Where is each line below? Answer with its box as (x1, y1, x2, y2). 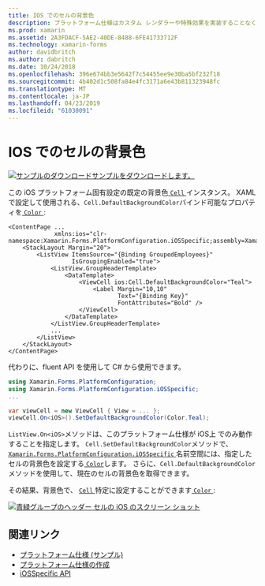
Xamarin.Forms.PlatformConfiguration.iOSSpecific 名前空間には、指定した (8, 449, 252, 458)
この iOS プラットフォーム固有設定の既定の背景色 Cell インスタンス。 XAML (8, 187, 256, 197)
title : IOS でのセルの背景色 (8, 11, 95, 20)
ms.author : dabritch (8, 56, 77, 64)
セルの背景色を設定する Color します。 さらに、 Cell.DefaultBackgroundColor (8, 459, 256, 468)
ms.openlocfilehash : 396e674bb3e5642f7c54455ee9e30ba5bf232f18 (8, 70, 221, 78)
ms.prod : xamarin (8, 26, 65, 34)
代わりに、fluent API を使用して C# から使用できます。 (8, 362, 185, 371)
